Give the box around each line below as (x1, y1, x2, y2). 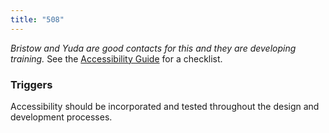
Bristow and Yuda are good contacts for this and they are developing (10, 42, 297, 54)
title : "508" (10, 14, 65, 25)
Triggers (10, 77, 53, 91)
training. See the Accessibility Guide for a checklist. (10, 52, 223, 65)
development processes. (10, 111, 113, 123)
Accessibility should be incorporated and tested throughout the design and (10, 100, 320, 112)
